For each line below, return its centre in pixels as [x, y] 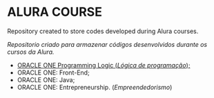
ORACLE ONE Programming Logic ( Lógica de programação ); [104, 65]
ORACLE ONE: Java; [46, 79]
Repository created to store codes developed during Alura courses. [103, 31]
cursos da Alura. [31, 52]
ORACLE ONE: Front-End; [53, 72]
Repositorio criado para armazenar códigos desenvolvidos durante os [107, 44]
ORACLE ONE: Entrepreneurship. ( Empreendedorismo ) [95, 87]
